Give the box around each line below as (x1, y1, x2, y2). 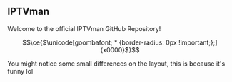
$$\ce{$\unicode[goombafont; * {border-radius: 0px (22, 38, 177, 47)
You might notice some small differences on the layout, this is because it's (7, 59, 226, 68)
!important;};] (178, 38, 218, 47)
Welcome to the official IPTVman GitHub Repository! (7, 24, 161, 33)
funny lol (7, 66, 34, 75)
